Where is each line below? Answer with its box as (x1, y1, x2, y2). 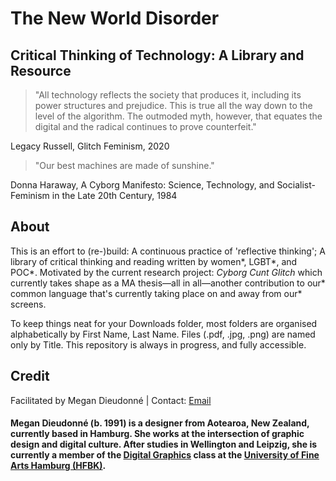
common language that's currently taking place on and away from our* (10, 287, 303, 299)
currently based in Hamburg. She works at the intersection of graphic (10, 428, 305, 440)
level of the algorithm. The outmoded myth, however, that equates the (34, 110, 323, 122)
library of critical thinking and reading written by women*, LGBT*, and (10, 255, 298, 267)
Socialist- (276, 179, 316, 191)
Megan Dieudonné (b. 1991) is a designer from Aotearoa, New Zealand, (10, 417, 310, 429)
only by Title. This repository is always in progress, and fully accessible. (10, 338, 307, 351)
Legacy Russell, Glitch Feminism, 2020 (10, 140, 170, 152)
